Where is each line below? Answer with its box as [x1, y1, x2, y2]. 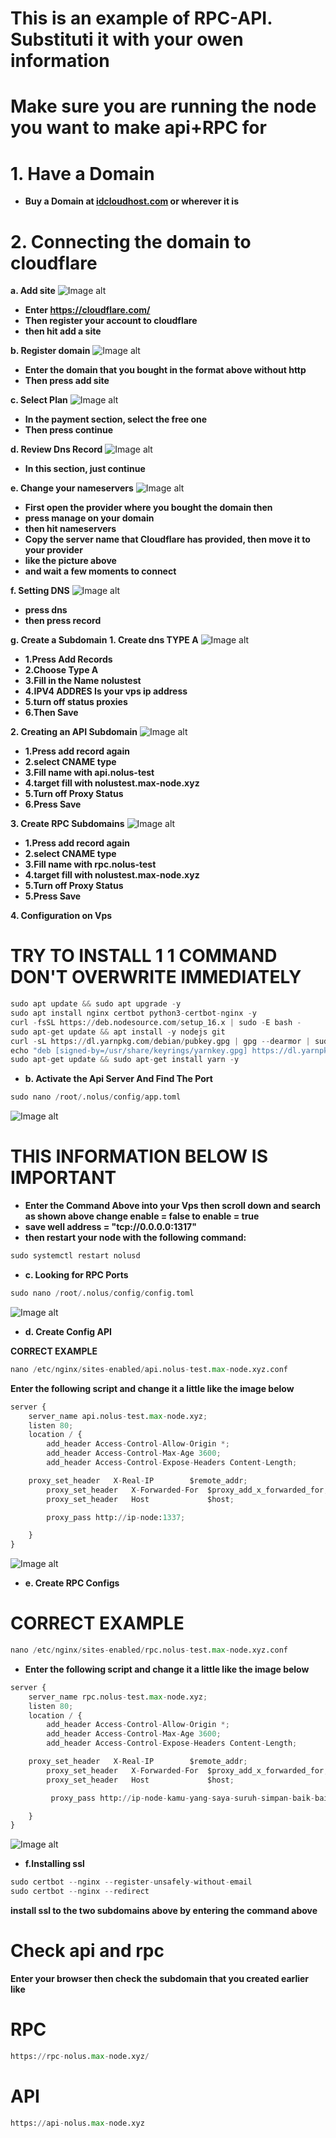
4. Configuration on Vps [10, 910, 113, 922]
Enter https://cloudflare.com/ [24, 304, 151, 316]
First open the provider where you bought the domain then [24, 502, 273, 514]
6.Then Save [24, 707, 79, 719]
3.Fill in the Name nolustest [24, 675, 142, 687]
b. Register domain [10, 345, 91, 357]
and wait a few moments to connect [24, 565, 177, 577]
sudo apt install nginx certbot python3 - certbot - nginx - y [10, 1008, 257, 1019]
